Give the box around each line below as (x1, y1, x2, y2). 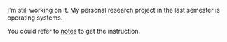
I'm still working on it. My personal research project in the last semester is (7, 6, 221, 14)
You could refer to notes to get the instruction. (7, 27, 141, 35)
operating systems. (7, 13, 63, 22)
